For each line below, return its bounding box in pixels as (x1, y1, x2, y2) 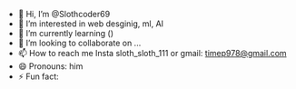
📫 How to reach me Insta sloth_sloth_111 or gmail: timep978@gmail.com (17, 48, 288, 58)
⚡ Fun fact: (17, 71, 59, 82)
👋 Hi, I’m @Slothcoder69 (17, 9, 111, 19)
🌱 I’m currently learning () (17, 28, 114, 38)
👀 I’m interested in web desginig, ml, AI (17, 18, 164, 29)
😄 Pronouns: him (17, 61, 84, 72)
